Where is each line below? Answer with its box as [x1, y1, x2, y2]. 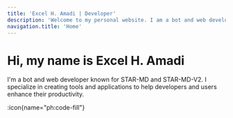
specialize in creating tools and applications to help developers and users [7, 83, 217, 91]
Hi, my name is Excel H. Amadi [7, 52, 185, 68]
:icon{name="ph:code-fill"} [7, 104, 85, 112]
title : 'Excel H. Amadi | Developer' [7, 10, 116, 17]
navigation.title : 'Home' [7, 23, 82, 30]
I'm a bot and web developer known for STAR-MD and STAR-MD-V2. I [7, 75, 207, 83]
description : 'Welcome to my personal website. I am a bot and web [7, 17, 207, 23]
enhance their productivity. [7, 90, 85, 99]
